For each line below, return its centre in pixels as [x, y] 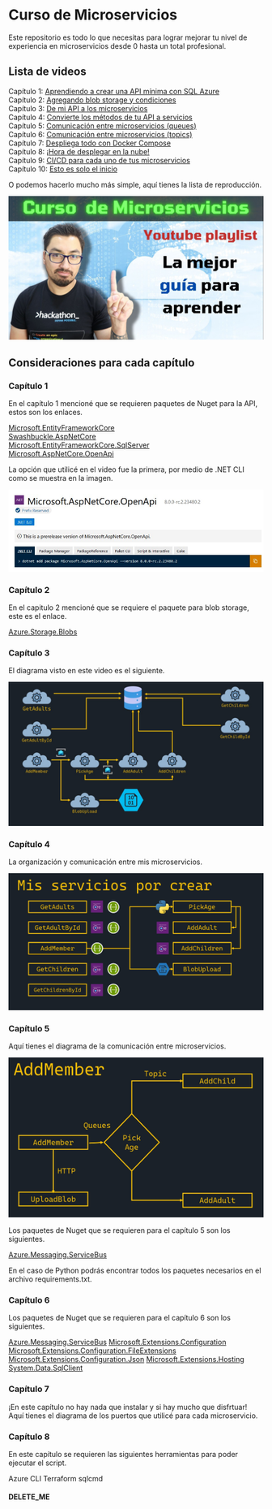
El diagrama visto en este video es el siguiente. [87, 671]
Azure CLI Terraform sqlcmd [56, 1478]
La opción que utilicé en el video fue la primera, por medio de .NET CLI [127, 469]
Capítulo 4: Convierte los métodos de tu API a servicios [100, 117]
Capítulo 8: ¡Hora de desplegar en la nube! [79, 151]
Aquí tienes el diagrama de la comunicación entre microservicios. [117, 1046]
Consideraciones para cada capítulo [102, 363]
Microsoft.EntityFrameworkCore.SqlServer [79, 445]
